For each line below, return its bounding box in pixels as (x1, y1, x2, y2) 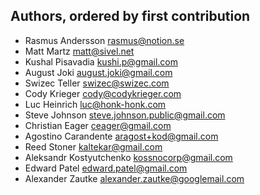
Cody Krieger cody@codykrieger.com (24, 87, 182, 99)
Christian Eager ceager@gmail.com (24, 119, 172, 131)
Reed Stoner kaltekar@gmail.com (24, 140, 163, 153)
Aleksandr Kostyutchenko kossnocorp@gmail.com (24, 151, 233, 163)
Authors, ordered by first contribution (10, 8, 251, 25)
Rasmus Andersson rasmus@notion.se (24, 34, 185, 46)
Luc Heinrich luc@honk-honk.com (24, 98, 167, 110)
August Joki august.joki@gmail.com (24, 66, 173, 78)
